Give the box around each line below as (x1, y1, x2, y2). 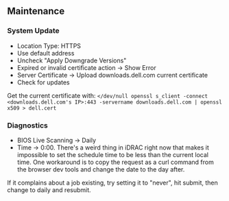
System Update (7, 26, 60, 36)
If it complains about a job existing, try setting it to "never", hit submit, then (7, 178, 218, 187)
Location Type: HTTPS (16, 41, 81, 50)
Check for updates (16, 78, 70, 86)
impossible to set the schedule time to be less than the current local (16, 150, 209, 158)
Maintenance (7, 5, 65, 17)
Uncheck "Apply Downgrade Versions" (16, 56, 127, 64)
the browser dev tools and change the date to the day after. (16, 165, 185, 174)
